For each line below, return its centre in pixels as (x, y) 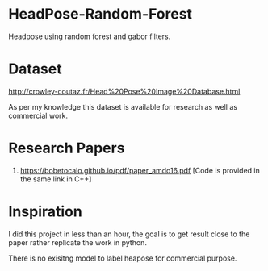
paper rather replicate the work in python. (78, 242)
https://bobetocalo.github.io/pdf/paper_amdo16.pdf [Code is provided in (140, 170)
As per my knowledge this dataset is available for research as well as (123, 106)
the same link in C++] (56, 179)
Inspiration (45, 211)
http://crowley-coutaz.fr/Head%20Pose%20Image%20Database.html (124, 91)
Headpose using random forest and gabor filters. (90, 36)
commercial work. (38, 115)
